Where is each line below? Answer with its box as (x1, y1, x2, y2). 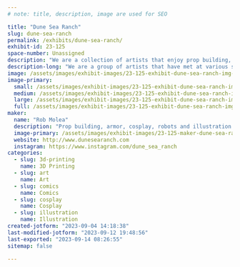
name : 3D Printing (20, 163, 75, 170)
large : (14, 96, 34, 104)
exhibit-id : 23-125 (7, 44, 66, 51)
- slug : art (14, 169, 50, 176)
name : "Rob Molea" (14, 116, 69, 124)
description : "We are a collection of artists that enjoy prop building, (7, 56, 232, 64)
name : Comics (20, 189, 59, 196)
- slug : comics (14, 183, 59, 190)
